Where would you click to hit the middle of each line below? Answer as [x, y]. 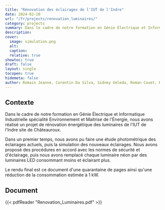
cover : [12, 37]
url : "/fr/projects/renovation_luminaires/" [51, 19]
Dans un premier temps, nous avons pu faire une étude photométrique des [81, 139]
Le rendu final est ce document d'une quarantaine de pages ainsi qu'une [79, 170]
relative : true [25, 55]
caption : [18, 51]
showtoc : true [20, 60]
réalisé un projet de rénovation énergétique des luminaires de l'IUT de [76, 125]
